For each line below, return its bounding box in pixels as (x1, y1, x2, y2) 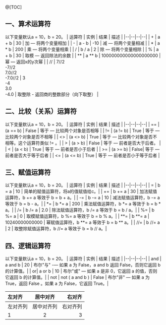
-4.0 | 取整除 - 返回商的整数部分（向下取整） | (5, 91, 99, 97)
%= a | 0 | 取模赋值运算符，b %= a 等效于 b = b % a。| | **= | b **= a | (5, 213, 150, 219)
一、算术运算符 (5, 20, 51, 28)
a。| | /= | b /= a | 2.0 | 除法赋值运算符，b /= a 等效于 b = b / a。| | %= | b (5, 207, 155, 213)
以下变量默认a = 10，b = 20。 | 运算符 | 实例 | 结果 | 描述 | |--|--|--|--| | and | (5, 256, 162, 262)
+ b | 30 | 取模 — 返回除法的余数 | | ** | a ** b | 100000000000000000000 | (5, 52, 161, 59)
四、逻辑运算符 (5, 242, 51, 250)
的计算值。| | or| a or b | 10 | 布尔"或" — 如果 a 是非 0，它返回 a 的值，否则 (5, 268, 158, 274)
